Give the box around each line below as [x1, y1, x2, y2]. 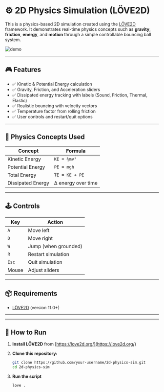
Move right [28, 235, 53, 242]
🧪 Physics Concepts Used [5, 133, 85, 141]
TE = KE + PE [54, 172, 84, 178]
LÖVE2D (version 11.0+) [12, 305, 60, 311]
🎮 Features [5, 66, 41, 74]
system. [5, 37, 21, 43]
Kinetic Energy [7, 156, 41, 162]
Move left [28, 227, 50, 234]
